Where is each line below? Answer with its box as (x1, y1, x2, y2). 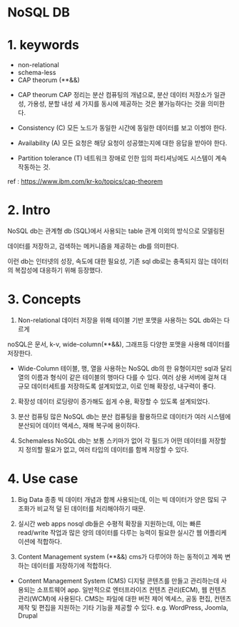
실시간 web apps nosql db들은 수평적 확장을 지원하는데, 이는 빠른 (17, 519, 202, 528)
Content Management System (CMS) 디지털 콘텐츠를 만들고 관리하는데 (17, 576, 220, 585)
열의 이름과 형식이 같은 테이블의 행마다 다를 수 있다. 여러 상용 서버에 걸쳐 (17, 373, 220, 381)
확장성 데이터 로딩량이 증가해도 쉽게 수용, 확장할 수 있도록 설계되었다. (17, 397, 210, 406)
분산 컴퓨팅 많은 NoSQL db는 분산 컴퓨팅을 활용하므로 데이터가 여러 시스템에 (17, 412, 231, 421)
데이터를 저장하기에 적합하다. (31, 561, 112, 570)
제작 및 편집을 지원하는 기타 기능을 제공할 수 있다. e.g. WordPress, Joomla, (17, 603, 228, 611)
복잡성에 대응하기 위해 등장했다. (14, 266, 103, 275)
